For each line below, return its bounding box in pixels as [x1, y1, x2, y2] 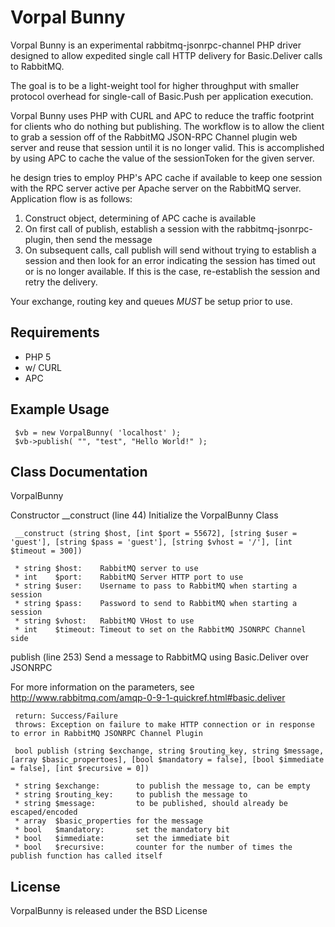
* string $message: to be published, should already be [14, 799, 288, 809]
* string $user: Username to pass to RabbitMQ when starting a [14, 581, 298, 591]
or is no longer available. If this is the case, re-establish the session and [24, 265, 321, 277]
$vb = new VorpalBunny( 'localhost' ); [14, 427, 182, 438]
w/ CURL [24, 361, 62, 373]
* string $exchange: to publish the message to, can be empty [14, 781, 311, 791]
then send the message [55, 233, 153, 245]
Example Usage [10, 401, 110, 418]
